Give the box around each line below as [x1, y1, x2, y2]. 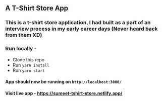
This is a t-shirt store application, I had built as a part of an [5, 19, 151, 26]
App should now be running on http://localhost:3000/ [5, 79, 122, 85]
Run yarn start [12, 67, 45, 73]
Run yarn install [12, 62, 49, 68]
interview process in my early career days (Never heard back [5, 25, 158, 32]
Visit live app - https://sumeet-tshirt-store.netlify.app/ [5, 90, 123, 96]
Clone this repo [12, 56, 44, 62]
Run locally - [5, 45, 37, 52]
